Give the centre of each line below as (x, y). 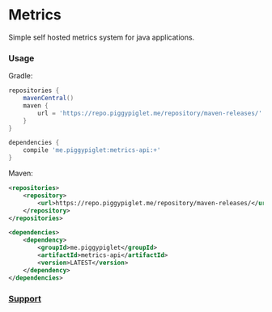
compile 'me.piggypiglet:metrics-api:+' (92, 150)
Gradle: (21, 76)
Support (25, 298)
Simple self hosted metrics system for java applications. (102, 37)
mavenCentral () (49, 99)
